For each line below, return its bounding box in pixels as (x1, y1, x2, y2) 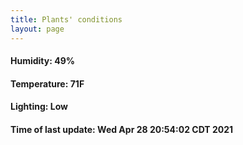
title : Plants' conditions (10, 14, 123, 25)
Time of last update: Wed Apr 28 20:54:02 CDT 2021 (10, 123, 234, 135)
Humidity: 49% (10, 55, 75, 67)
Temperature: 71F (10, 77, 85, 90)
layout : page (10, 24, 65, 34)
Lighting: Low (10, 101, 68, 113)
